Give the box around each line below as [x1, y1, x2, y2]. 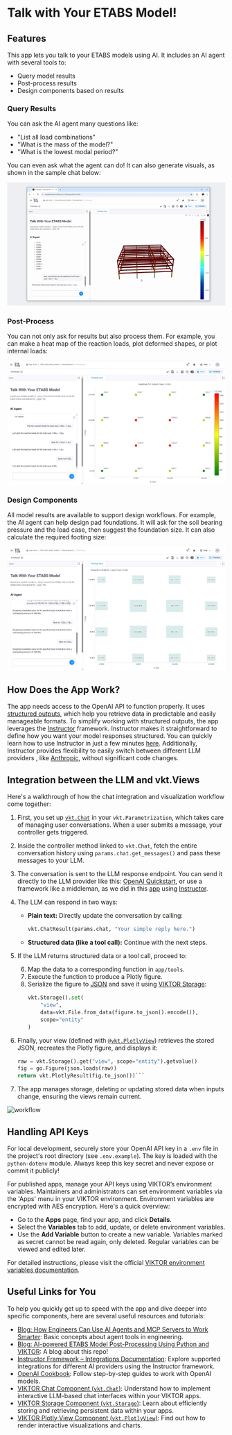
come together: [7, 800, 51, 808]
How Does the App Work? [7, 684, 121, 696]
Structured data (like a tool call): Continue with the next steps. [27, 939, 208, 947]
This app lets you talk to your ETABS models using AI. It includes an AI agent [7, 51, 225, 59]
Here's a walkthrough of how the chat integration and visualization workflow [7, 793, 225, 801]
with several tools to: [7, 58, 66, 67]
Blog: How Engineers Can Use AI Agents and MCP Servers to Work [17, 1325, 208, 1334]
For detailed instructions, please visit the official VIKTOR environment [7, 1258, 206, 1266]
